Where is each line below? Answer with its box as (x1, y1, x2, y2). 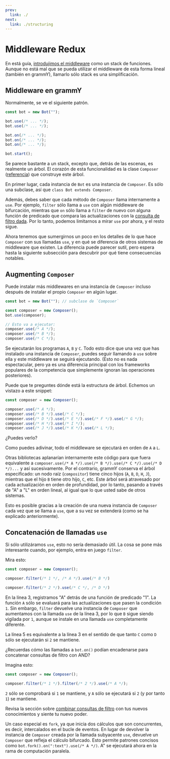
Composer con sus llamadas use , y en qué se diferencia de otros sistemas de (5, 239, 163, 245)
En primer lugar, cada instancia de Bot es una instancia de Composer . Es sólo (5, 181, 163, 188)
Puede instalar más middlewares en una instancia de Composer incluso (5, 283, 151, 290)
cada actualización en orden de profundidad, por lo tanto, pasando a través (5, 482, 163, 488)
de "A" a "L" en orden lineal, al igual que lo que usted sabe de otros (5, 487, 146, 493)
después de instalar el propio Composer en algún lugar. (5, 289, 118, 295)
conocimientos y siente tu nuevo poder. (5, 711, 88, 717)
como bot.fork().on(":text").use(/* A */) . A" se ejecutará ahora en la (5, 742, 157, 748)
